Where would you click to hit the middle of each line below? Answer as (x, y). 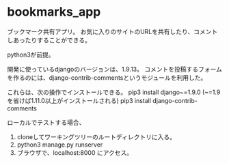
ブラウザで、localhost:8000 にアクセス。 (75, 152)
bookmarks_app (54, 12)
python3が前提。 (31, 55)
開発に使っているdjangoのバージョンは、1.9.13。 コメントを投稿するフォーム (114, 69)
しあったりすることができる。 (49, 40)
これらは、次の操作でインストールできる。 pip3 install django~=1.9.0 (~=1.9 (114, 92)
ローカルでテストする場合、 (46, 122)
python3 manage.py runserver (60, 145)
